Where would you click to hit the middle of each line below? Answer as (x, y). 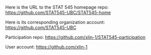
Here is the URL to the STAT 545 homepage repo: (57, 7)
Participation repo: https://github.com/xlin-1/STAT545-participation (75, 37)
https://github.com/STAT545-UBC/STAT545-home (58, 12)
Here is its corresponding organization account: (55, 22)
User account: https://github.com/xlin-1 (47, 47)
